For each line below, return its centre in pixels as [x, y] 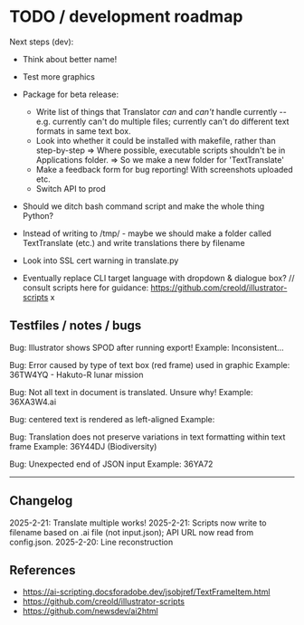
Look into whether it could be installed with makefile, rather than [156, 140]
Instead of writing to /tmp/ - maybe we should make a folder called [147, 233]
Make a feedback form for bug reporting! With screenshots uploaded [165, 169]
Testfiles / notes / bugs [76, 326]
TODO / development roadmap [126, 17]
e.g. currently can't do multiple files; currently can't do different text [162, 121]
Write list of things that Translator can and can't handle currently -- [161, 111]
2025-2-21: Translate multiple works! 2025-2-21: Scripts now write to [138, 523]
